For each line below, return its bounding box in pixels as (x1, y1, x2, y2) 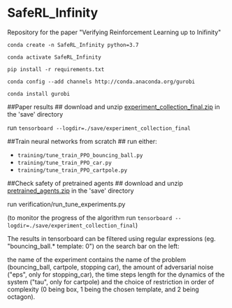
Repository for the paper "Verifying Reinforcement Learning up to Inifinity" (7, 28, 222, 36)
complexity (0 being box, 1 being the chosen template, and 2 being (7, 285, 199, 293)
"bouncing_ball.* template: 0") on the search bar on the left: (7, 242, 180, 250)
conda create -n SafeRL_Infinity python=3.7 (7, 41, 139, 48)
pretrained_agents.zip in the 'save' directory (7, 186, 134, 195)
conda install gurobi (7, 90, 71, 97)
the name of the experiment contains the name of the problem (7, 255, 187, 263)
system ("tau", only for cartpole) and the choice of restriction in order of (7, 277, 215, 286)
